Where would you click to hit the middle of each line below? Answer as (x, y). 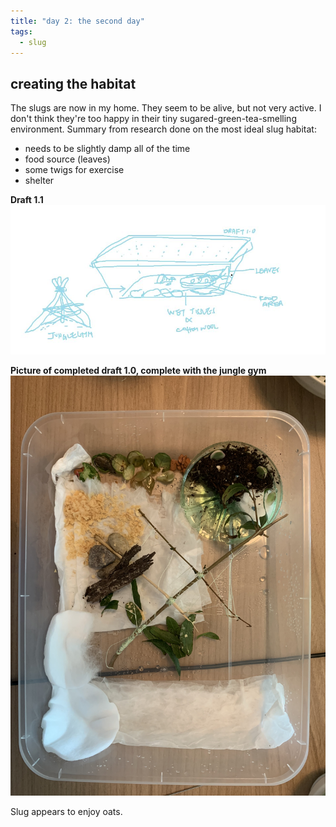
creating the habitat (73, 83)
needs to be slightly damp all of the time (107, 149)
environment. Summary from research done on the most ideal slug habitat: (163, 129)
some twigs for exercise (74, 170)
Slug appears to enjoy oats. (66, 811)
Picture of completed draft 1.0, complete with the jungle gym (138, 370)
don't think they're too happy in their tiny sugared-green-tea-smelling (153, 119)
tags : (21, 31)
